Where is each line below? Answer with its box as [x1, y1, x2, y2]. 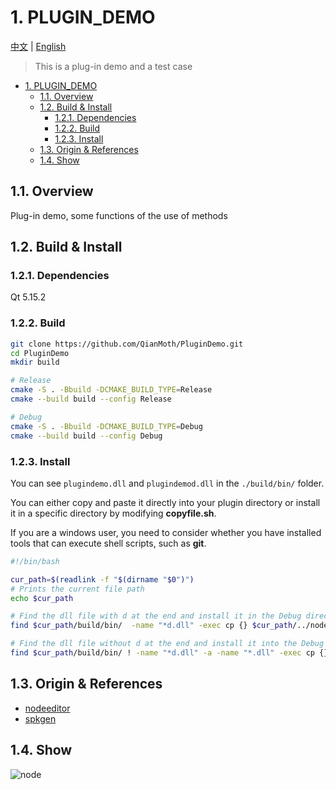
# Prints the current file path [10, 584, 145, 594]
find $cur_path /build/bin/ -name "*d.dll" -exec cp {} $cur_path [10, 621, 293, 631]
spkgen [24, 712, 57, 725]
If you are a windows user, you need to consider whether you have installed [10, 526, 322, 538]
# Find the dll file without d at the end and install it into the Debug [10, 639, 325, 649]
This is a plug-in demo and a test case [34, 60, 193, 72]
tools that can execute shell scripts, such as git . [10, 537, 207, 549]
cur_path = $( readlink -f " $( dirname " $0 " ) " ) [10, 574, 195, 585]
